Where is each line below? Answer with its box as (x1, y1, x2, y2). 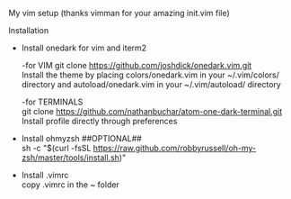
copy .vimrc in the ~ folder (21, 179, 120, 190)
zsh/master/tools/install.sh (21, 152, 120, 163)
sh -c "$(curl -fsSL (21, 143, 92, 153)
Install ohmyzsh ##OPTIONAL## (21, 133, 143, 143)
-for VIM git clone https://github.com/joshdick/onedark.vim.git (21, 60, 252, 70)
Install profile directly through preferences (21, 116, 178, 126)
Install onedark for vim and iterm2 (21, 42, 147, 53)
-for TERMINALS (21, 96, 84, 107)
